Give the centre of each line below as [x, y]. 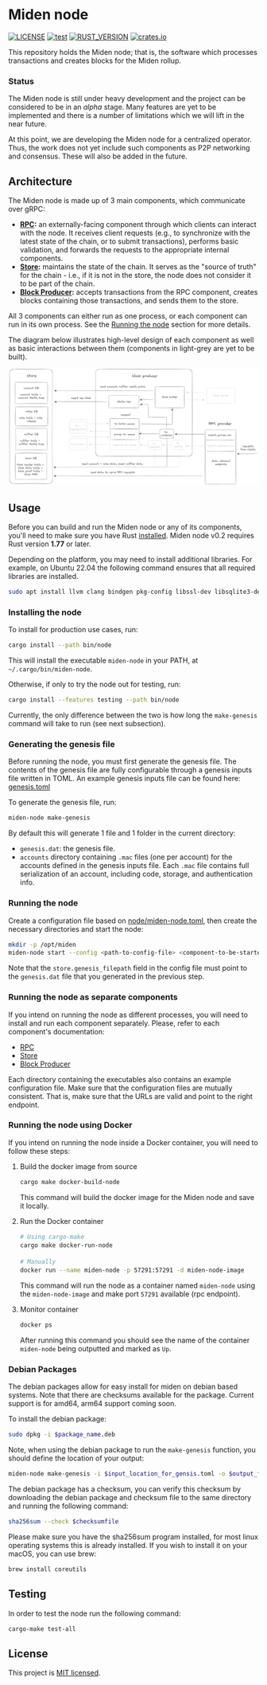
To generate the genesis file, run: [62, 803]
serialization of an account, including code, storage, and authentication [136, 874]
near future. [28, 124]
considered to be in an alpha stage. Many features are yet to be [112, 107]
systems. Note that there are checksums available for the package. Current [131, 1395]
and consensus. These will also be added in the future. [98, 156]
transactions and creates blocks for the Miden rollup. [95, 61]
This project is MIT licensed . [54, 1673]
